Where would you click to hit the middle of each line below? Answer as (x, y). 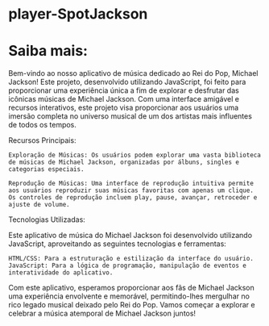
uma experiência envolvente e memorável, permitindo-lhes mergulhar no (129, 296)
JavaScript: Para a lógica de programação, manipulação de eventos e (128, 266)
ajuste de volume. (39, 205)
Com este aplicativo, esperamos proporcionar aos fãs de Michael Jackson (132, 288)
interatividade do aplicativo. (61, 273)
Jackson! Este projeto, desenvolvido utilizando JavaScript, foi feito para (127, 82)
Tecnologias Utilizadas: (47, 219)
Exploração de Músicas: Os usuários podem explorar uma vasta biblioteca (135, 155)
